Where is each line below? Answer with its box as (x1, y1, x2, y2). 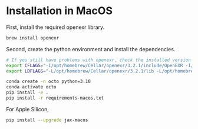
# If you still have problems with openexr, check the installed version (6, 57, 192, 63)
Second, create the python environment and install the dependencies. (6, 45, 176, 52)
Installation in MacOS (6, 4, 113, 18)
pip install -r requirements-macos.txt (6, 95, 104, 101)
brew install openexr (6, 35, 60, 41)
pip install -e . (6, 90, 49, 95)
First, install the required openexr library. (6, 24, 105, 31)
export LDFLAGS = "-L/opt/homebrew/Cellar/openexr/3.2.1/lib (6, 68, 154, 74)
